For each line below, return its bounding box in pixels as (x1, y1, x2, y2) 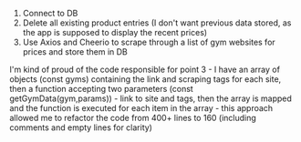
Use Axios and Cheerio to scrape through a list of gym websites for (22, 36, 275, 47)
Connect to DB (22, 8, 78, 18)
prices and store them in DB (22, 46, 128, 57)
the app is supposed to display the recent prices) (22, 27, 208, 37)
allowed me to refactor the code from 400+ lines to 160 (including (9, 113, 257, 123)
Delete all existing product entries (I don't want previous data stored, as (22, 17, 292, 28)
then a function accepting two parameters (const (9, 84, 193, 94)
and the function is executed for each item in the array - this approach (9, 103, 274, 113)
